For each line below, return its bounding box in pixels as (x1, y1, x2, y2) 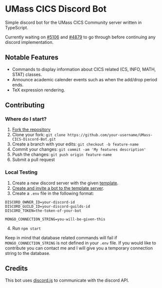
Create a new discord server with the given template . (12, 180, 119, 186)
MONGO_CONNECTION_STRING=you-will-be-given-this (5, 216, 106, 222)
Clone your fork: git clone (12, 132, 66, 138)
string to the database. (5, 250, 51, 256)
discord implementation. (5, 39, 54, 45)
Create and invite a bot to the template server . (12, 185, 105, 191)
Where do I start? (5, 116, 47, 123)
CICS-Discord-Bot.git (12, 137, 56, 142)
